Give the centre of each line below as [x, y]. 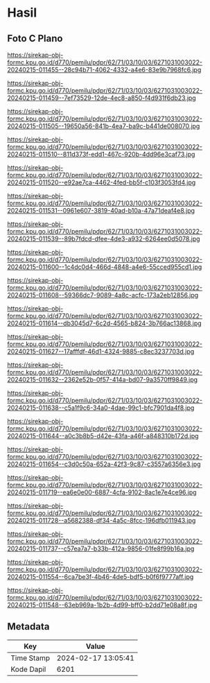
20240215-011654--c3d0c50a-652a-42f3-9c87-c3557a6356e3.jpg [104, 464]
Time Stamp [30, 658]
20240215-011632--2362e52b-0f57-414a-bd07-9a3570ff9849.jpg [103, 380]
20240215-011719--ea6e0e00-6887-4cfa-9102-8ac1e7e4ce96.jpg [102, 492]
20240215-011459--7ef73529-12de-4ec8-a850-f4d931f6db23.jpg [102, 98]
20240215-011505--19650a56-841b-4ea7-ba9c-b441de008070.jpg [104, 126]
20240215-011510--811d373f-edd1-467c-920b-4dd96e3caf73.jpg [101, 154]
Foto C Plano [35, 38]
